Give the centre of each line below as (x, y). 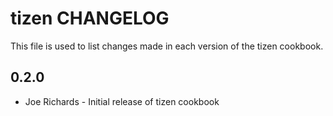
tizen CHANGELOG (90, 18)
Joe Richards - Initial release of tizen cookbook (122, 101)
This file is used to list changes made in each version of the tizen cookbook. (167, 46)
